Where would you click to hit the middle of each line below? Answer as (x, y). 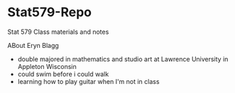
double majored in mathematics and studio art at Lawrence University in (123, 59)
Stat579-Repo (50, 12)
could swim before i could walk (63, 74)
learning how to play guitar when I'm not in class (88, 81)
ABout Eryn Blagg (33, 45)
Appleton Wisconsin (47, 66)
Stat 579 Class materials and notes (58, 32)
